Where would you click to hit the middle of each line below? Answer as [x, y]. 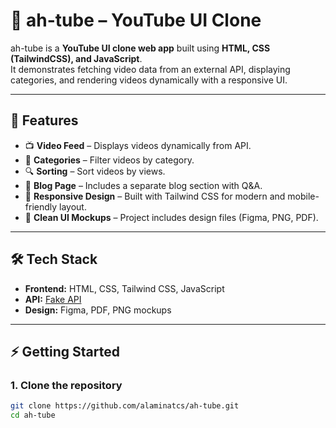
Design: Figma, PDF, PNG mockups [98, 310]
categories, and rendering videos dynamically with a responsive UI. [149, 80]
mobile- [303, 196]
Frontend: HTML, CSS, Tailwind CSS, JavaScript [124, 288]
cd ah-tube [33, 415]
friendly [41, 206]
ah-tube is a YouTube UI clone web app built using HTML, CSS [140, 48]
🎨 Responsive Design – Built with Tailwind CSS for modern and [155, 196]
